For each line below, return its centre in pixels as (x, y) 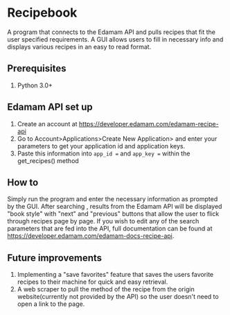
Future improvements (55, 258)
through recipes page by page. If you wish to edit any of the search (103, 221)
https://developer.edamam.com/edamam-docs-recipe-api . (91, 236)
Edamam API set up (50, 107)
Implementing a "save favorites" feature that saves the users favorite (115, 275)
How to (23, 182)
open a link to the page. (51, 304)
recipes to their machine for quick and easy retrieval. (92, 282)
